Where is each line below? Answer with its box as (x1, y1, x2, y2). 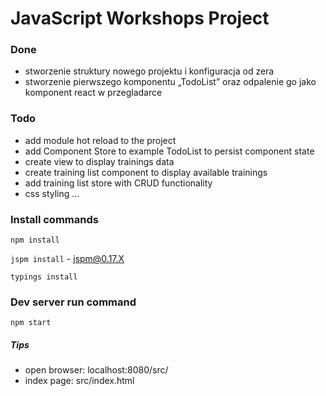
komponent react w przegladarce (24, 87, 163, 99)
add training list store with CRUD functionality (24, 177, 213, 189)
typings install (10, 272, 78, 282)
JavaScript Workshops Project (10, 7, 270, 30)
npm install (10, 235, 60, 246)
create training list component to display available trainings (24, 166, 268, 178)
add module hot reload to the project (24, 134, 177, 146)
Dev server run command (10, 295, 137, 309)
